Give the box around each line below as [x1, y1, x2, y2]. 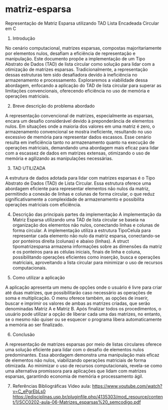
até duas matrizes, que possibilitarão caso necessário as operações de [5, 289, 152, 295]
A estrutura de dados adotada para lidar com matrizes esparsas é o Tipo [5, 175, 155, 181]
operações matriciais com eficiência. [5, 201, 82, 207]
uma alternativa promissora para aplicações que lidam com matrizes [5, 368, 146, 374]
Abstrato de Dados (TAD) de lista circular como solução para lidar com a [5, 61, 155, 67]
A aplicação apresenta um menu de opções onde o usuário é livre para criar [5, 284, 162, 290]
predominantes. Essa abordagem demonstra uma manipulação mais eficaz [5, 352, 159, 358]
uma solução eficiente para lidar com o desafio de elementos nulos [5, 346, 144, 353]
